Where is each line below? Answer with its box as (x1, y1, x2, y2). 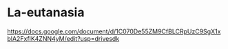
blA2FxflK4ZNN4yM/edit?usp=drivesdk (7, 34, 120, 42)
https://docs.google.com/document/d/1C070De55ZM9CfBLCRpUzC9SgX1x (7, 27, 221, 35)
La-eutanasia (7, 5, 85, 20)
